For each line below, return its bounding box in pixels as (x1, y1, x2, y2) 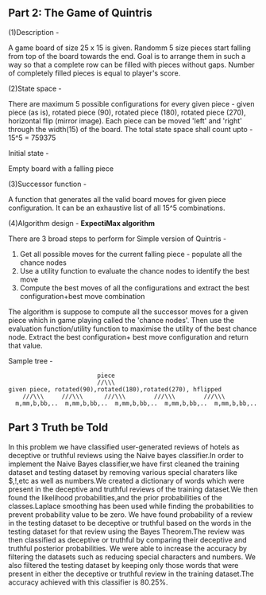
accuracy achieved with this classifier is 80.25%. (8, 577, 168, 587)
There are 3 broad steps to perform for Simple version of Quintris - (8, 234, 227, 243)
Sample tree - (8, 356, 53, 365)
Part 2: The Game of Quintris (8, 6, 152, 20)
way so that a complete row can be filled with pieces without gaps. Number (8, 60, 256, 69)
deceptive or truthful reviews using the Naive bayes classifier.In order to (8, 450, 244, 460)
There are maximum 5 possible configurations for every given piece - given (8, 99, 256, 108)
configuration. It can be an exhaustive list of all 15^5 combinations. (8, 203, 226, 212)
